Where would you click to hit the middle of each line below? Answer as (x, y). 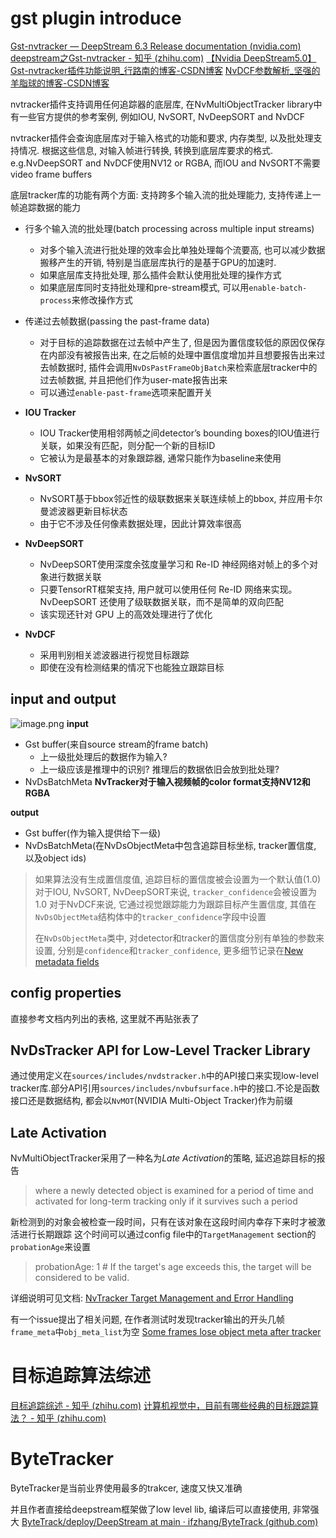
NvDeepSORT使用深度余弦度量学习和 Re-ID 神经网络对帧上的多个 (174, 564)
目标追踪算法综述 (81, 1376)
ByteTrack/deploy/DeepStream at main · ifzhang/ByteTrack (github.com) (170, 1522)
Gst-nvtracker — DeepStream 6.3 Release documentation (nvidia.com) (156, 46)
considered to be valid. (82, 1278)
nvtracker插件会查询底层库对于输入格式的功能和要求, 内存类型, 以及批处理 (162, 138)
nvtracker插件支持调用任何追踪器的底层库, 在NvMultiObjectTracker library (162, 104)
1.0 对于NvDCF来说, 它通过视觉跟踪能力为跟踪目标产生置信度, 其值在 (175, 904)
